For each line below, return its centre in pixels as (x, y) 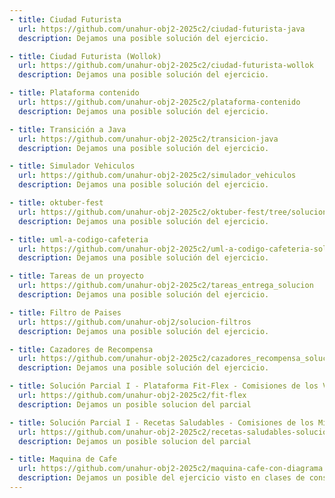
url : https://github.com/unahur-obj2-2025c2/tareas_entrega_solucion (166, 286)
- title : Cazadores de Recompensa (81, 349)
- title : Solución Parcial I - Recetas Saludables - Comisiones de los (161, 422)
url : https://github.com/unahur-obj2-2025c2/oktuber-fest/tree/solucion (173, 212)
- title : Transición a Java (68, 129)
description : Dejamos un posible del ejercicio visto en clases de (162, 478)
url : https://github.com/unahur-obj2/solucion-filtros (135, 322)
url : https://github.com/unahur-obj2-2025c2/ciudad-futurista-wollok (166, 66)
